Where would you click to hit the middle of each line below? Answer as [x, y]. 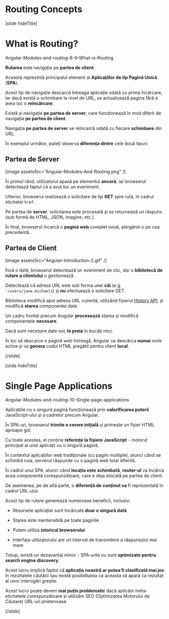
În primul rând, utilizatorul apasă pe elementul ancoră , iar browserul [76, 181]
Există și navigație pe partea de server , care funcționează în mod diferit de [83, 113]
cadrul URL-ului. [22, 491]
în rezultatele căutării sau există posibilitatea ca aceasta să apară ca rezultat [84, 576]
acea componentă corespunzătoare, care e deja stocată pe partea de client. [84, 476]
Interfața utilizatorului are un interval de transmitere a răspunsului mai [85, 540]
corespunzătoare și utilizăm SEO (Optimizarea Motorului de [88, 596]
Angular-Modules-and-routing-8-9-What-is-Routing [59, 58]
